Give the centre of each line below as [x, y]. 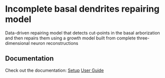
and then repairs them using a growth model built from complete [70, 38]
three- [143, 38]
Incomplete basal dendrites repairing [82, 9]
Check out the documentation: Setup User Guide [55, 70]
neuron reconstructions [55, 43]
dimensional [17, 43]
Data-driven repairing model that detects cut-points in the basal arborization [82, 33]
